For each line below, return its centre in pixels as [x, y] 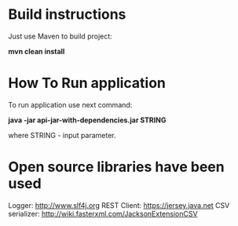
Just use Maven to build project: [60, 36]
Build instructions [67, 15]
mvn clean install [37, 51]
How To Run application [87, 83]
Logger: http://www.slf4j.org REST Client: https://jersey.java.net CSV [119, 205]
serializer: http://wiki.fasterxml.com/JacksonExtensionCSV [103, 213]
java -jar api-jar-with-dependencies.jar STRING [87, 120]
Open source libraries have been [117, 167]
